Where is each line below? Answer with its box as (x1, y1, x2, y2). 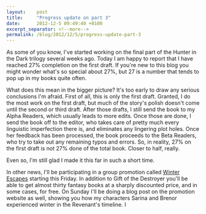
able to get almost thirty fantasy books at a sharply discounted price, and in (6, 182, 197, 189)
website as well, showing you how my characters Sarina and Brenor (6, 194, 178, 202)
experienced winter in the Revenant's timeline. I (6, 201, 126, 208)
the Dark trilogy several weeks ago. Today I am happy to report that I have (6, 55, 193, 62)
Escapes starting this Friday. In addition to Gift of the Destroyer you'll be (6, 175, 188, 182)
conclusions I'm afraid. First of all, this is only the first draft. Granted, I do (6, 93, 191, 100)
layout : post (6, 9, 48, 15)
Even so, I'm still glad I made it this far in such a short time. (6, 157, 155, 164)
